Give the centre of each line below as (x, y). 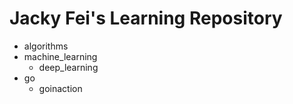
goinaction (60, 88)
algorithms (46, 46)
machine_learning (60, 56)
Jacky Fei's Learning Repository (146, 18)
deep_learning (68, 67)
